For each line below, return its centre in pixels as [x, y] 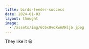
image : [12, 23]
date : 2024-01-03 [23, 14]
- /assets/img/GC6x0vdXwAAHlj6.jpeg [47, 28]
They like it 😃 [19, 41]
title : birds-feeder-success [35, 9]
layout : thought [22, 18]
